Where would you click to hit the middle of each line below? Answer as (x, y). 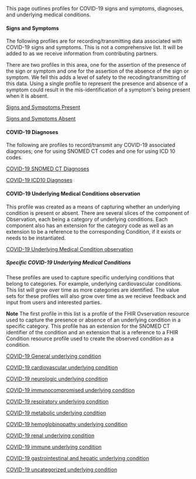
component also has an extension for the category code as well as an (90, 225)
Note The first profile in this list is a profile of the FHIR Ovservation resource (98, 313)
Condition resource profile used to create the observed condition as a (90, 338)
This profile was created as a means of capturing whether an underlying (93, 207)
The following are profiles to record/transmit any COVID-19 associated (91, 145)
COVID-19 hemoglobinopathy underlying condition (67, 424)
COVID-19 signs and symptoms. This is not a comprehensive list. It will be (94, 47)
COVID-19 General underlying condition (54, 356)
